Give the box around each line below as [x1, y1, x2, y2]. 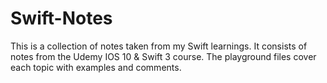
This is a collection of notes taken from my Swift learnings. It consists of [10, 40, 308, 52]
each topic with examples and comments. [10, 61, 182, 73]
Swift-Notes [10, 7, 113, 30]
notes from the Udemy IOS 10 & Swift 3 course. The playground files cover [10, 50, 317, 62]
